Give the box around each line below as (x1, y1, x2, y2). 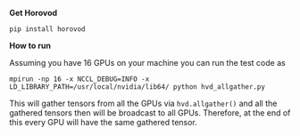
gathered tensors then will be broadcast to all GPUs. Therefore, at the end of (9, 108, 291, 118)
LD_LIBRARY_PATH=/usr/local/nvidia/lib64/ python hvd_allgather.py (9, 83, 266, 92)
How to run (9, 40, 52, 51)
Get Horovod (9, 8, 58, 18)
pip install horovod (9, 25, 87, 34)
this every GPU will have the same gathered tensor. (9, 117, 198, 127)
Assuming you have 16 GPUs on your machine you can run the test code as (9, 58, 286, 68)
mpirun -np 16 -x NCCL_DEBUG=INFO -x (9, 75, 150, 84)
